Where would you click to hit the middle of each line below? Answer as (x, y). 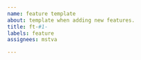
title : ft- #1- (28, 27)
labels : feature (31, 33)
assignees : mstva (32, 40)
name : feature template (42, 14)
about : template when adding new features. (71, 20)
